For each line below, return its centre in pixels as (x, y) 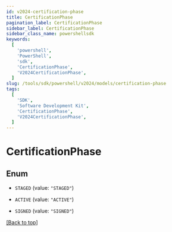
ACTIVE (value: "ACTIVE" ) (44, 199)
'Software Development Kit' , (53, 106)
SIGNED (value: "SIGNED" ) (44, 211)
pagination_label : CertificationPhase (54, 23)
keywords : (18, 39)
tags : (13, 89)
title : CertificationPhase (40, 17)
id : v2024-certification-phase (45, 12)
